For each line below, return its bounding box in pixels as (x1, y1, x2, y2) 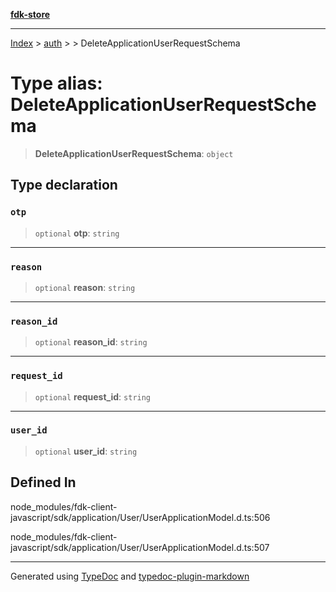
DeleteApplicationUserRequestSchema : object (34, 147, 234, 159)
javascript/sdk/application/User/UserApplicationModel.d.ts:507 (10, 541, 270, 553)
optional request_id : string (34, 390, 152, 403)
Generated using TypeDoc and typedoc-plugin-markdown (10, 570, 250, 582)
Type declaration (10, 177, 118, 194)
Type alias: (10, 72, 103, 95)
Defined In (10, 474, 77, 491)
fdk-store (10, 9, 51, 20)
